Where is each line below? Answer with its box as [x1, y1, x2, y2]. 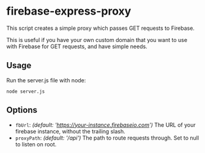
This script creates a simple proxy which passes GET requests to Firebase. [6, 24, 195, 32]
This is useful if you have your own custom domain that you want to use [6, 36, 188, 43]
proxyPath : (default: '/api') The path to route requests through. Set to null [15, 134, 199, 141]
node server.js [6, 88, 45, 94]
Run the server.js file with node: [6, 76, 86, 84]
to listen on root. [15, 140, 57, 148]
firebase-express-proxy [6, 4, 132, 18]
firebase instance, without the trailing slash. [15, 127, 125, 135]
